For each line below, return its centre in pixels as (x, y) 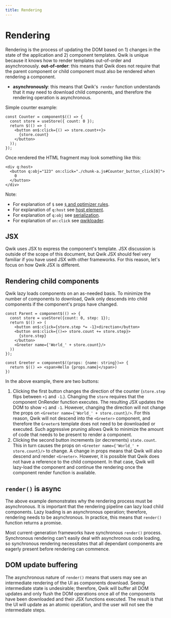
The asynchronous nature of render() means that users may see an (76, 577)
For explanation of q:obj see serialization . (56, 215)
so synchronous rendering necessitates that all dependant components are (84, 543)
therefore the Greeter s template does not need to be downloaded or (84, 424)
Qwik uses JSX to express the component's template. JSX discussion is (80, 249)
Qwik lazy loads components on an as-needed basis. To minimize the (78, 293)
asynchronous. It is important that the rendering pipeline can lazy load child (84, 506)
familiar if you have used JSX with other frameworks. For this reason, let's (83, 260)
